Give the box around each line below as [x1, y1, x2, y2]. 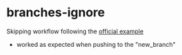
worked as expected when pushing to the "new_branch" [16, 40, 176, 48]
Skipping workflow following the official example [6, 27, 144, 35]
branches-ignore [6, 5, 106, 20]
